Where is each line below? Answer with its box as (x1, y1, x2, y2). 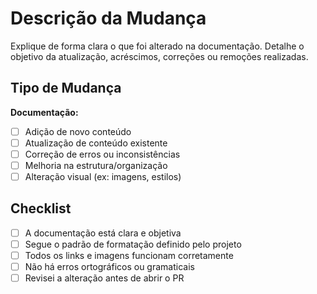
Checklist (10, 200, 72, 217)
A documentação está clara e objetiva (24, 227, 182, 239)
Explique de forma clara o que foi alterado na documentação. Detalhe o (10, 40, 305, 52)
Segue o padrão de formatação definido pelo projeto (24, 238, 242, 250)
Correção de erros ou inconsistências (24, 148, 181, 160)
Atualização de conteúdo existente (24, 137, 168, 149)
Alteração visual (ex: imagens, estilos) (24, 171, 182, 182)
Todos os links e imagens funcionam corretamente (24, 250, 234, 261)
